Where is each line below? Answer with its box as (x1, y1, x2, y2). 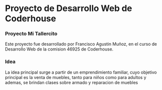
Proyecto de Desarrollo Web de (5, 3, 133, 14)
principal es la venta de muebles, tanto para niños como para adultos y (5, 74, 147, 80)
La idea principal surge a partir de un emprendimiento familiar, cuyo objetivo (5, 69, 157, 75)
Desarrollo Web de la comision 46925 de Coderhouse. (5, 46, 114, 52)
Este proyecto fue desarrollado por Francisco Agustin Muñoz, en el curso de (5, 41, 157, 47)
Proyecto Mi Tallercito (5, 30, 58, 37)
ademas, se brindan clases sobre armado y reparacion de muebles (5, 79, 138, 85)
